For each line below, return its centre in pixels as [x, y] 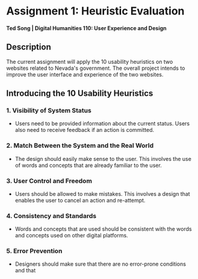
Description [29, 47]
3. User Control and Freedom [49, 181]
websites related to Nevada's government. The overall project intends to [96, 68]
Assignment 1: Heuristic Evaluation [95, 11]
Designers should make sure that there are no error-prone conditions [101, 264]
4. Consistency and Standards [51, 216]
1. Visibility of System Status [49, 110]
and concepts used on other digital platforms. [71, 236]
